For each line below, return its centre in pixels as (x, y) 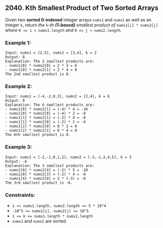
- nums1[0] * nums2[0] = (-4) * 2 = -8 (45, 114)
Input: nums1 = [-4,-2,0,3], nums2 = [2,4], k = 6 (57, 96)
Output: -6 (16, 161)
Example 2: (18, 86)
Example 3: (19, 147)
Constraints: (20, 195)
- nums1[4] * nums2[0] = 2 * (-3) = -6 (45, 178)
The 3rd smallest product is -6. (39, 183)
